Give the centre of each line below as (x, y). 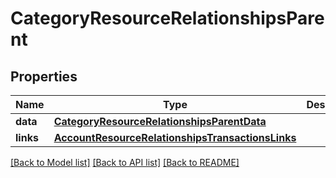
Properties (44, 76)
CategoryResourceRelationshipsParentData (160, 121)
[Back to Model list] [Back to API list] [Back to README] (125, 162)
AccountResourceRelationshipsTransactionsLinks (175, 137)
